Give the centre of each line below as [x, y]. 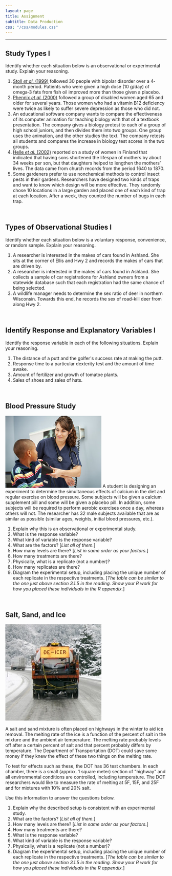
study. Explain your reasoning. [37, 71]
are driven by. [27, 266]
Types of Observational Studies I [58, 227]
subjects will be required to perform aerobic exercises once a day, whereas [85, 508]
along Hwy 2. [27, 304]
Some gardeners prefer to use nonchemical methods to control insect [86, 174]
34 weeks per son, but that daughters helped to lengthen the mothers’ [87, 163]
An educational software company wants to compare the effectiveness [87, 114]
